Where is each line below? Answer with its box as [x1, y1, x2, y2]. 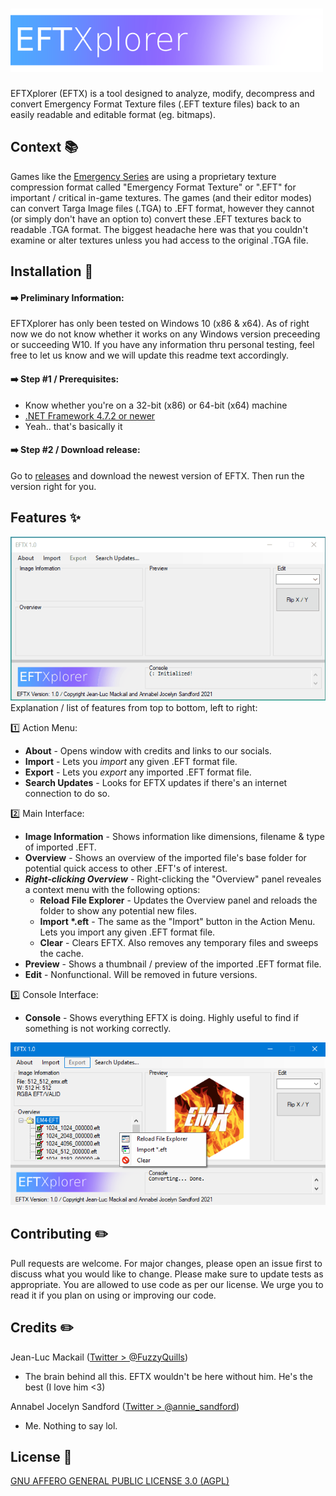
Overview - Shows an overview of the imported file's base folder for [24, 851, 307, 863]
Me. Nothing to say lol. [24, 1419, 118, 1432]
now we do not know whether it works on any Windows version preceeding [10, 328, 321, 340]
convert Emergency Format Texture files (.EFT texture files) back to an [10, 98, 300, 110]
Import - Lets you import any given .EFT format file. [24, 755, 238, 767]
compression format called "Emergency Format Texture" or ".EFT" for [10, 181, 297, 193]
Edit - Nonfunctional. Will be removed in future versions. [24, 968, 258, 980]
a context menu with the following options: [24, 883, 201, 895]
